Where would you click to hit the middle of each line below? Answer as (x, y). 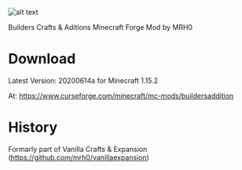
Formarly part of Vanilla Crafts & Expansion (78, 149)
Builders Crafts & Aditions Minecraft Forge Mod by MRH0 (101, 27)
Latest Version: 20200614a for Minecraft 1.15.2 (83, 80)
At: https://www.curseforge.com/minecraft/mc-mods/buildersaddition (121, 96)
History (33, 127)
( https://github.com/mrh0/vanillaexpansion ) (79, 157)
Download (42, 59)
